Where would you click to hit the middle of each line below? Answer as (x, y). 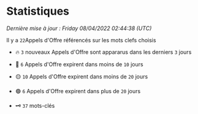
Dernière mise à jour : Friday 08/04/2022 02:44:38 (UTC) (79, 28)
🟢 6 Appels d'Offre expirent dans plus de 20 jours (78, 91)
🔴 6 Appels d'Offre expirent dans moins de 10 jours (79, 64)
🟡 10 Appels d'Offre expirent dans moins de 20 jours (82, 76)
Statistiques (38, 11)
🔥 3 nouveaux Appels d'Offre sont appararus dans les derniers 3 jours (103, 52)
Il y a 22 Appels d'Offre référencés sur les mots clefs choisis (81, 40)
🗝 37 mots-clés (35, 105)
